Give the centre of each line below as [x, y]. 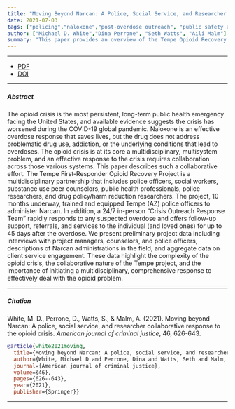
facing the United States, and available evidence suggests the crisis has [111, 122]
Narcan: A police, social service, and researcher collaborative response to [114, 326]
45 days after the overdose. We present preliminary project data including [114, 234]
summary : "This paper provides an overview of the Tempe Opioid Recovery [117, 40]
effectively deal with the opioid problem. [65, 279]
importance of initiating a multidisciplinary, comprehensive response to [109, 271]
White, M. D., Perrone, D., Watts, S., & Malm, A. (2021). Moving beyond [108, 319]
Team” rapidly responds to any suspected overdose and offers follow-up [112, 219]
